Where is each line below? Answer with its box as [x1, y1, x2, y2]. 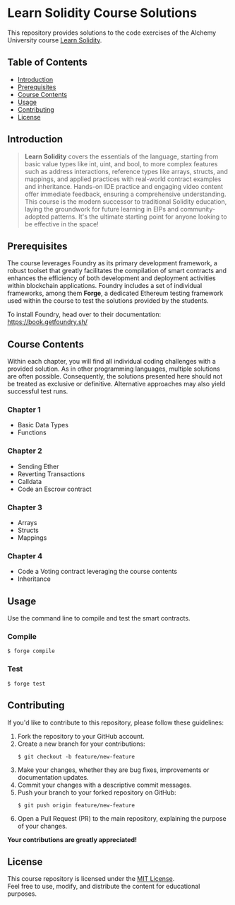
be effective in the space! [24, 219, 99, 228]
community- [179, 204, 216, 213]
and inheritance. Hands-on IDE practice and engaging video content [24, 182, 224, 190]
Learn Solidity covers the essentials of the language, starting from [24, 152, 219, 161]
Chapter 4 [7, 551, 43, 560]
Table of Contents [7, 57, 88, 69]
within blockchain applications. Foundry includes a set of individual [7, 282, 203, 290]
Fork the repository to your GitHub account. [17, 732, 145, 740]
